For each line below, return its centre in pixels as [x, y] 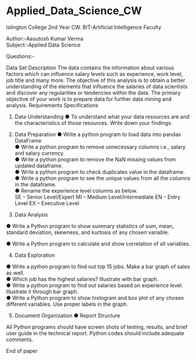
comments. [20, 339]
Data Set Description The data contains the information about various [90, 67]
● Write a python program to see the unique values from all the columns [102, 178]
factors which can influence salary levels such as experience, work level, [95, 74]
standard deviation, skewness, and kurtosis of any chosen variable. [88, 232]
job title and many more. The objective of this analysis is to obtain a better [96, 80]
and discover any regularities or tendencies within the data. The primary [94, 93]
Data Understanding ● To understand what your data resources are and [102, 117]
